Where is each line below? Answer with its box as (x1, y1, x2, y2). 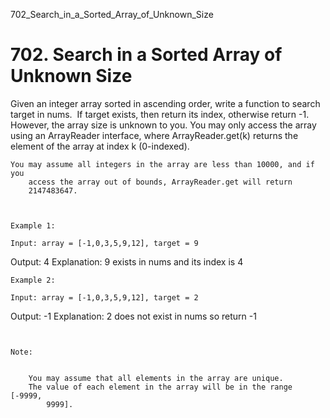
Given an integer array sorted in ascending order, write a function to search (10, 97, 321, 109)
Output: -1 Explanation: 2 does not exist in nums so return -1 (10, 310, 257, 322)
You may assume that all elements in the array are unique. (28, 373, 284, 383)
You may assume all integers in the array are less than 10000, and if (10, 159, 315, 169)
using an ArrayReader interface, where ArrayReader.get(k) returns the (10, 129, 299, 141)
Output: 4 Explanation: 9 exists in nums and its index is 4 (10, 255, 244, 268)
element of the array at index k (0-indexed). (10, 140, 190, 152)
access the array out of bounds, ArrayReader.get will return (28, 177, 293, 187)
